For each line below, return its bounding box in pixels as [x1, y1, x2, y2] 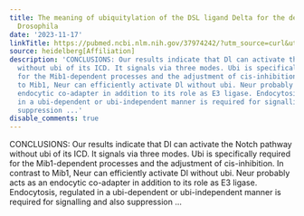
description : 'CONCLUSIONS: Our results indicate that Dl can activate [9, 55, 285, 64]
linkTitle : [9, 38, 51, 48]
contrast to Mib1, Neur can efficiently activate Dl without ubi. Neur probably [9, 168, 290, 179]
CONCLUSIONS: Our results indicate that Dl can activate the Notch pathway [9, 139, 292, 150]
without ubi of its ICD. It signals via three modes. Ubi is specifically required [9, 148, 291, 159]
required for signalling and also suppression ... [9, 196, 183, 208]
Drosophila [17, 22, 59, 31]
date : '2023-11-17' [9, 30, 83, 39]
